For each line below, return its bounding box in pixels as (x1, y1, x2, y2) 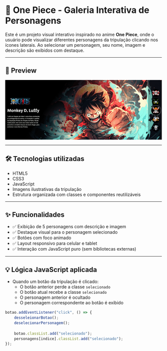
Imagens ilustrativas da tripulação (12, 186, 82, 192)
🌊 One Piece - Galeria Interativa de (5, 4, 150, 16)
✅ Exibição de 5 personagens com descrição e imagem (12, 224, 126, 230)
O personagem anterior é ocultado (19, 294, 91, 300)
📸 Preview (5, 67, 37, 75)
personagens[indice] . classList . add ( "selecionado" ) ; (14, 336, 123, 341)
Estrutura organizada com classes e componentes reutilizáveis (12, 191, 141, 197)
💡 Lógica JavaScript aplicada (5, 265, 97, 274)
